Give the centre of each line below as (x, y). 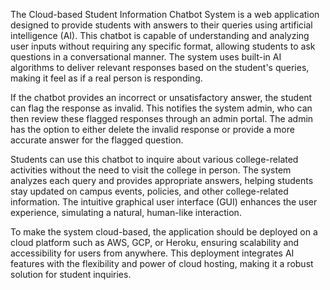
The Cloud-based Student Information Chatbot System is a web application (165, 14)
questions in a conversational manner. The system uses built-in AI (146, 57)
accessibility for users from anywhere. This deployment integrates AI (152, 253)
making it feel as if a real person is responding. (106, 78)
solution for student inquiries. (71, 274)
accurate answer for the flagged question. (97, 140)
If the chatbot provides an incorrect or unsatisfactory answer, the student (161, 97)
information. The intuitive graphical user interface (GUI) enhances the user (164, 202)
